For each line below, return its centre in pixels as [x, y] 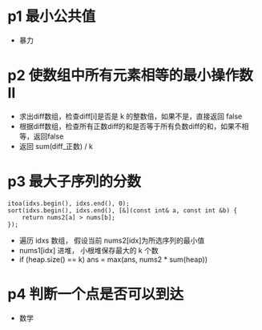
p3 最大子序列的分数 [75, 182]
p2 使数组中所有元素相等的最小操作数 [130, 76]
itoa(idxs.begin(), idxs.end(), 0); [69, 203]
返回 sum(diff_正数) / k [56, 146]
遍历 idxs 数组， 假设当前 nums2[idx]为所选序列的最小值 [112, 240]
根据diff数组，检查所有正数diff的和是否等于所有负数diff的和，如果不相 [134, 126]
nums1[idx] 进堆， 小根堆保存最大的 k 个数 [89, 250]
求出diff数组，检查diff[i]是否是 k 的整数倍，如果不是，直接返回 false [131, 116]
